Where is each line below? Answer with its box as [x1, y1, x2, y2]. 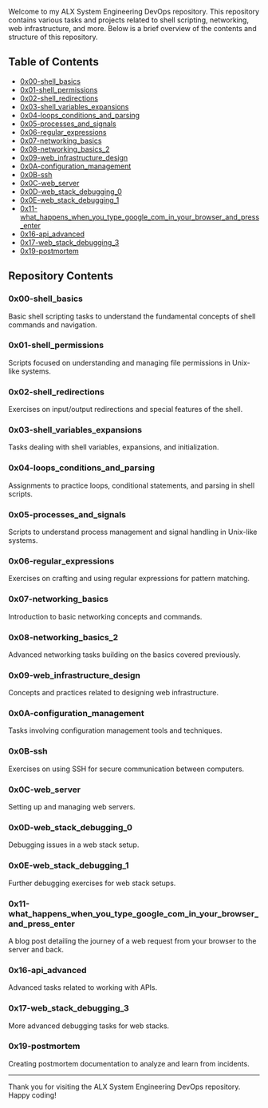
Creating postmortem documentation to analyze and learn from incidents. [8, 1059, 250, 1068]
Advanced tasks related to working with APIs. [8, 983, 158, 992]
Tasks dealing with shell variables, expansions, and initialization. [8, 442, 219, 452]
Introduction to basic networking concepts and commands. [8, 611, 203, 621]
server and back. [8, 944, 64, 954]
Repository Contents [8, 269, 114, 283]
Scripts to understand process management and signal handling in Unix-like [8, 527, 258, 536]
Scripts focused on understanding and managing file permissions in [8, 358, 231, 367]
